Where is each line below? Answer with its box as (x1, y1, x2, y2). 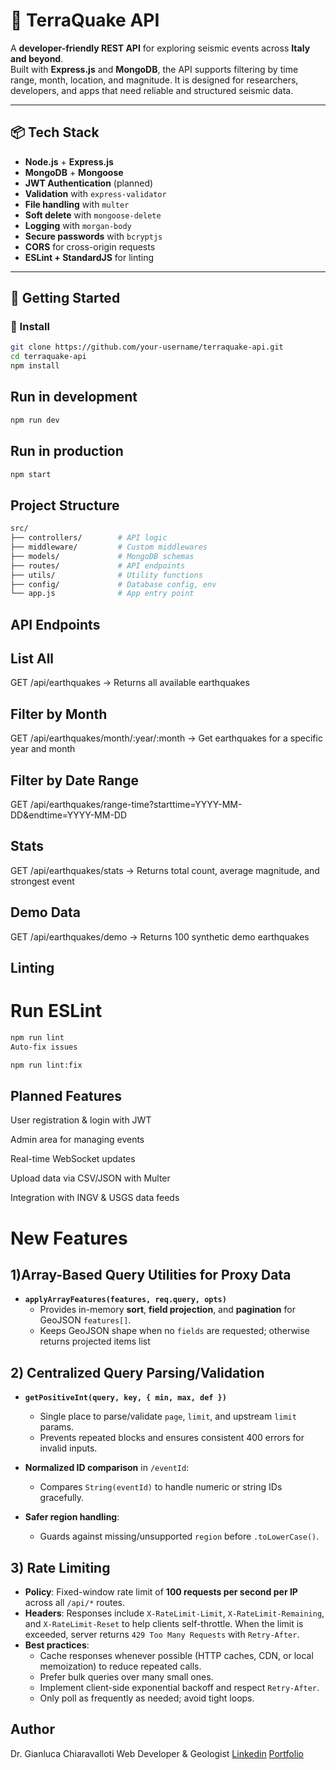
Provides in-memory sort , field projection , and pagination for (39, 1304, 296, 1316)
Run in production (10, 443, 124, 460)
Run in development (10, 389, 138, 406)
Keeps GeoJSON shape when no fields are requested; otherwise (39, 1325, 310, 1337)
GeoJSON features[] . (39, 1314, 132, 1326)
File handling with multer (24, 198, 130, 210)
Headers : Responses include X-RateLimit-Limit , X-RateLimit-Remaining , (24, 1607, 325, 1619)
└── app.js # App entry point (10, 589, 195, 599)
